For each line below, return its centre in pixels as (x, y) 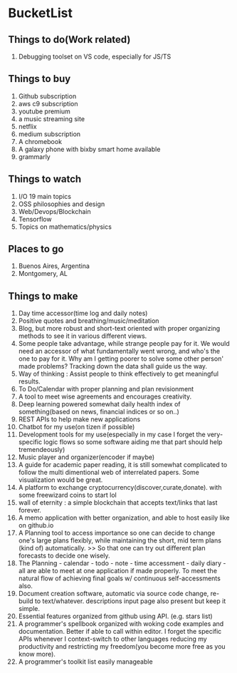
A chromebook (40, 141)
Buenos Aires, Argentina (54, 266)
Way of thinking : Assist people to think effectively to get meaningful (118, 374)
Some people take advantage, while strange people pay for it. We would (124, 344)
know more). (37, 654)
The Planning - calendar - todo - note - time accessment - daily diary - (122, 563)
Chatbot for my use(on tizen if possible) (77, 427)
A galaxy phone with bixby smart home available (89, 149)
